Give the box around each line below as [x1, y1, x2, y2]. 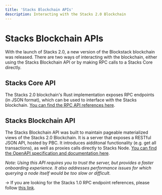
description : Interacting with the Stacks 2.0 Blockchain [5, 12, 126, 17]
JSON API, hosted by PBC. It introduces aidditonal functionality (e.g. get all [5, 140, 156, 146]
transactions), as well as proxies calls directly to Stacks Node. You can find [5, 145, 157, 151]
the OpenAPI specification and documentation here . [5, 150, 110, 156]
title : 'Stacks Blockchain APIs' [5, 7, 74, 12]
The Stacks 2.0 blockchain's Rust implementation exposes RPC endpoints [5, 92, 155, 98]
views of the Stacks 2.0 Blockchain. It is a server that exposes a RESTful [5, 135, 151, 141]
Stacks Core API [5, 79, 56, 87]
